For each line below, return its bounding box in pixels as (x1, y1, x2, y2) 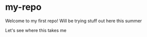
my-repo (5, 1, 42, 13)
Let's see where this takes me (5, 27, 67, 33)
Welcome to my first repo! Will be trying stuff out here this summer (5, 18, 142, 24)
